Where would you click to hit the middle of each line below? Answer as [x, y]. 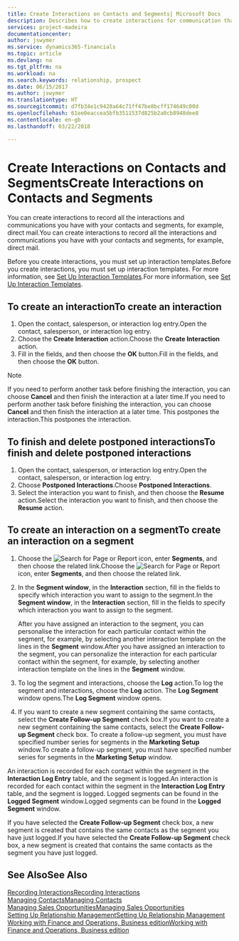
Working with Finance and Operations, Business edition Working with [107, 923]
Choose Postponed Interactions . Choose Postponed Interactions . [115, 485]
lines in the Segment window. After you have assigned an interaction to [121, 646]
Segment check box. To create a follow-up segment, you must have [127, 734]
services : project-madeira [47, 27]
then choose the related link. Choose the [76, 565]
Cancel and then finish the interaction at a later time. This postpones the [113, 412]
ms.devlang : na [30, 60]
